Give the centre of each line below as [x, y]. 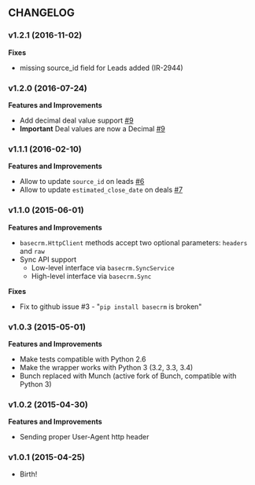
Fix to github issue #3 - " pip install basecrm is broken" [111, 307]
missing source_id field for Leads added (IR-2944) [101, 68]
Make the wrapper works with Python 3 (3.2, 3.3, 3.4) [106, 367]
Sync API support [48, 259]
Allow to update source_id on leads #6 [82, 182]
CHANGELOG [41, 13]
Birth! [28, 474]
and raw [32, 251]
